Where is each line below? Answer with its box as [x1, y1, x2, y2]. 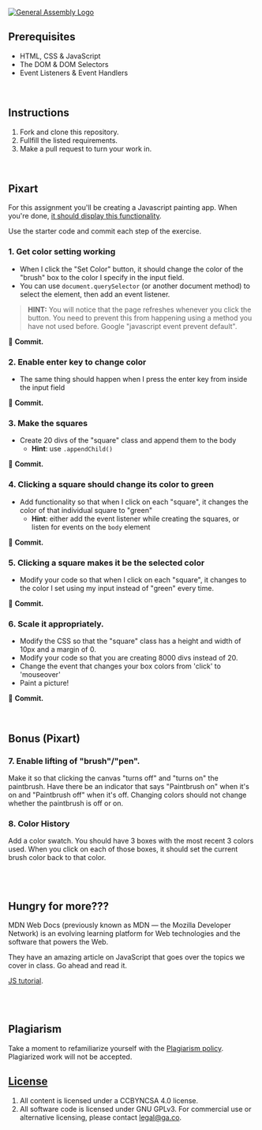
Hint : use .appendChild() [31, 444, 113, 454]
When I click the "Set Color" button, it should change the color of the [19, 264, 244, 274]
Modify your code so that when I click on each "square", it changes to [19, 574, 247, 584]
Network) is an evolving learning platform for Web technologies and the [8, 929, 241, 938]
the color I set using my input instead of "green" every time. [19, 583, 215, 593]
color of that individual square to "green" [19, 505, 152, 514]
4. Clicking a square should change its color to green [8, 479, 215, 490]
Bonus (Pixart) [8, 732, 80, 745]
